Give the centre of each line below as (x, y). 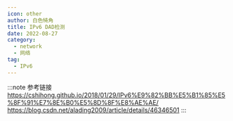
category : (22, 40)
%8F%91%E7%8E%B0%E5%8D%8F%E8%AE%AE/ (83, 102)
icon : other (25, 14)
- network (28, 46)
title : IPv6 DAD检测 (36, 27)
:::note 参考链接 (30, 87)
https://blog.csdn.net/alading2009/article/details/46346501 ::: (97, 110)
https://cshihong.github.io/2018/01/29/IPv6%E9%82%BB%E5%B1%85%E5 (116, 95)
